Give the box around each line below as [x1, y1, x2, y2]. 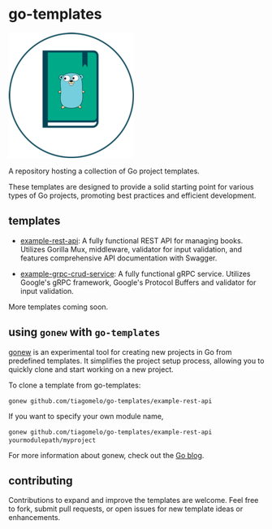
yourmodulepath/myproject [8, 436, 96, 444]
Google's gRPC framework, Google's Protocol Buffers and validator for [19, 278, 257, 287]
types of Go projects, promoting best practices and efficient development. [8, 190, 257, 200]
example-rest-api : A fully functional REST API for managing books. [19, 235, 244, 245]
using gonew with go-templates [8, 326, 161, 339]
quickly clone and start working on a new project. [8, 364, 174, 374]
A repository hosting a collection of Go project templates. [8, 166, 201, 176]
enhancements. [8, 513, 61, 522]
